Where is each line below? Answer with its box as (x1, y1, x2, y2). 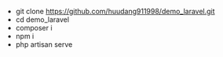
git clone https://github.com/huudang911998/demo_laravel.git (15, 7, 215, 16)
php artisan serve (15, 40, 73, 49)
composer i (15, 23, 53, 32)
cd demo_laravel (15, 15, 69, 24)
